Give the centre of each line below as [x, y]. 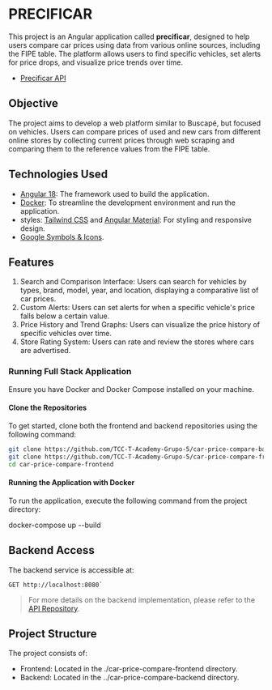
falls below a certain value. [65, 316]
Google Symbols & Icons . [62, 236]
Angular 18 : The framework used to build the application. [115, 194]
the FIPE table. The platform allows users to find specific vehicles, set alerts [135, 53]
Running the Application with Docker [72, 483]
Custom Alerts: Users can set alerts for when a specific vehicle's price [137, 308]
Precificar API [43, 78]
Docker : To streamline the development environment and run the [128, 202]
